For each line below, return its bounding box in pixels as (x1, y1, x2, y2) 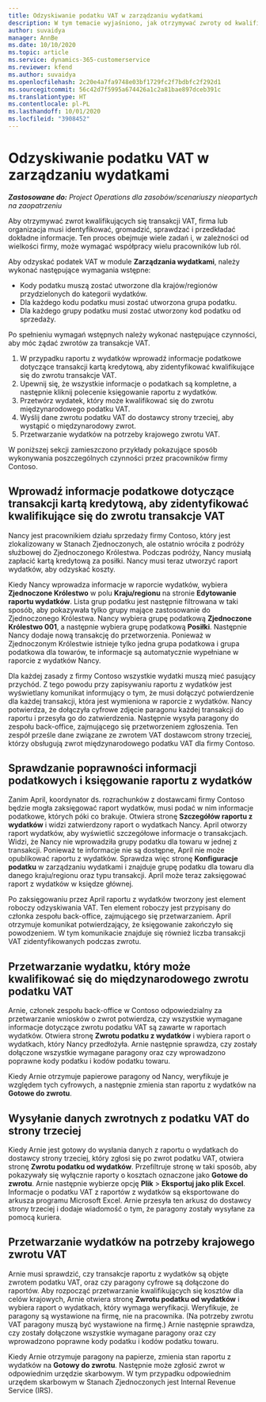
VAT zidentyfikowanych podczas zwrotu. (8, 937, 142, 946)
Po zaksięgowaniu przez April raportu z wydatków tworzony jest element (8, 895, 246, 904)
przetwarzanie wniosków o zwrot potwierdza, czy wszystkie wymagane (8, 1014, 243, 1024)
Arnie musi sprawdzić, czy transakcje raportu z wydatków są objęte (8, 1269, 229, 1278)
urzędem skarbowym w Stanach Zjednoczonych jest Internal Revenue (8, 1377, 236, 1386)
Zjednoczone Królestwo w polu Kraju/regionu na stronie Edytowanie (8, 588, 237, 598)
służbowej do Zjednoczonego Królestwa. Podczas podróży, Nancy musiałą (8, 547, 252, 557)
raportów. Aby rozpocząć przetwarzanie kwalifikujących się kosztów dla (8, 1285, 244, 1295)
